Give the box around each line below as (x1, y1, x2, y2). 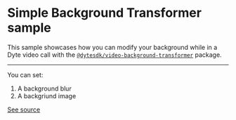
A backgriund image (17, 91, 77, 100)
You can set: (7, 70, 44, 79)
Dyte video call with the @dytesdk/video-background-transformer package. (7, 51, 223, 59)
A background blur (17, 84, 72, 93)
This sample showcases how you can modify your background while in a (7, 43, 218, 51)
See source (7, 105, 41, 114)
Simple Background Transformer (7, 5, 202, 21)
